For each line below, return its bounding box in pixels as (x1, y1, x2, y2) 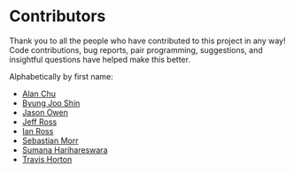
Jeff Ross (21, 117, 58, 127)
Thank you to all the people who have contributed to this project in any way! (9, 35, 286, 46)
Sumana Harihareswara (21, 144, 108, 155)
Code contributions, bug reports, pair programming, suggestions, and (9, 44, 263, 55)
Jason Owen (21, 107, 68, 117)
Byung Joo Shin (21, 97, 81, 108)
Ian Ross (21, 125, 54, 136)
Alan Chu (21, 88, 56, 99)
